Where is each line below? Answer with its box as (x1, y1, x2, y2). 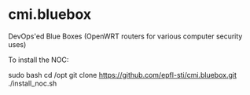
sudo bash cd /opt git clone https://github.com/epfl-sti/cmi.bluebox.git (8, 70, 237, 79)
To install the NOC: (8, 55, 69, 64)
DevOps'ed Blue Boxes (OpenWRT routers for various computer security (8, 31, 243, 41)
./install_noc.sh (8, 79, 57, 88)
